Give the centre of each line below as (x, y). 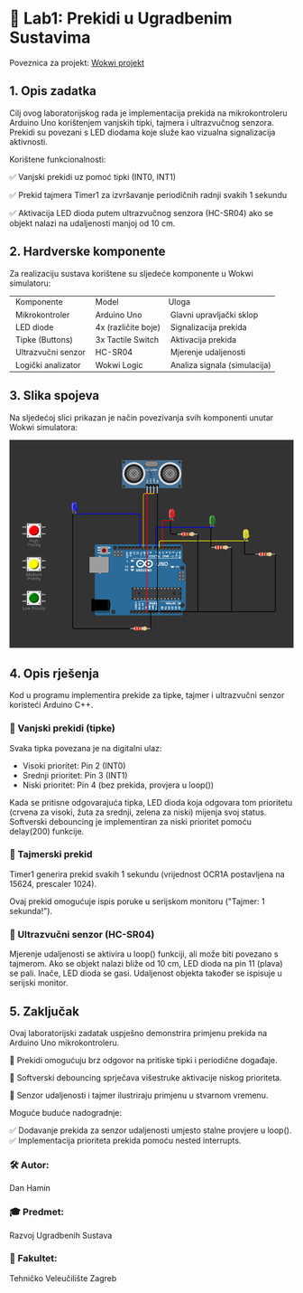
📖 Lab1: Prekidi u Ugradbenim (121, 19)
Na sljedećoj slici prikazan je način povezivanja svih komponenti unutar (142, 417)
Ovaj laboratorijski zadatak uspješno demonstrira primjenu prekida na (138, 1033)
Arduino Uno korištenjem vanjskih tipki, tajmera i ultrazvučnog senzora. (142, 122)
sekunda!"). (31, 911)
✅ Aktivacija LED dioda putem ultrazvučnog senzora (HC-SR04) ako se (141, 212)
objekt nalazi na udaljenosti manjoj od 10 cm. (92, 223)
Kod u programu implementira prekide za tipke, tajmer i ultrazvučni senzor (147, 695)
